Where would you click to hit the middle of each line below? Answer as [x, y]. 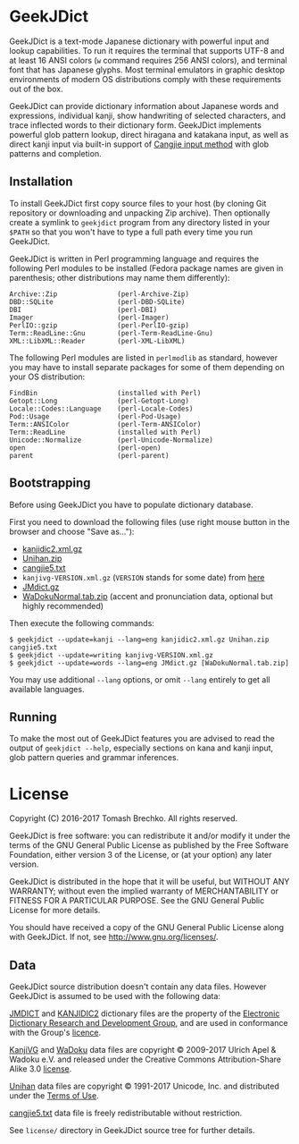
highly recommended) [63, 606]
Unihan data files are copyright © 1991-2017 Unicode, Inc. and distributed [144, 1086]
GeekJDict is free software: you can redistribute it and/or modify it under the [150, 836]
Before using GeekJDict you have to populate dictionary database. [132, 504]
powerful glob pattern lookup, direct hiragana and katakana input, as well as [149, 134]
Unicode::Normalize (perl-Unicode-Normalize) [112, 440]
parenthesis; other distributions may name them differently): [120, 277]
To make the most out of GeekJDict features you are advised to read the [142, 739]
